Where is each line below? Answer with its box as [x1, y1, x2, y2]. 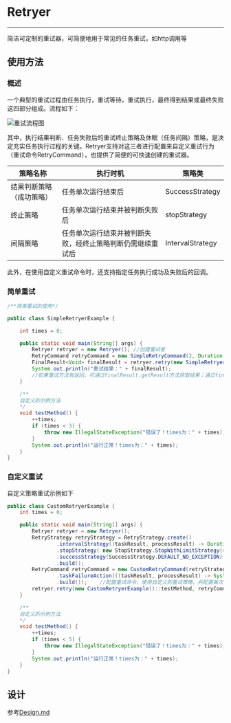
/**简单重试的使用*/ [7, 302, 59, 309]
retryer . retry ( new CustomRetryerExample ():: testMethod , [32, 586, 195, 592]
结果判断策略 [10, 181, 53, 191]
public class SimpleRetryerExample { [7, 315, 115, 322]
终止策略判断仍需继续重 [82, 238, 159, 248]
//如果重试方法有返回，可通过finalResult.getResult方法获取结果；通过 [32, 372, 215, 379]
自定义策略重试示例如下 [7, 489, 74, 497]
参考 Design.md [7, 709, 50, 717]
